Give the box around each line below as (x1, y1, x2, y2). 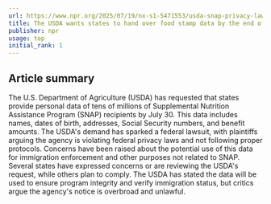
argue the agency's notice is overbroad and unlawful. (8, 186, 186, 196)
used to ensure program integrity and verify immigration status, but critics (8, 177, 254, 187)
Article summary (8, 71, 95, 85)
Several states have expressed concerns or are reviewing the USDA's (8, 161, 239, 170)
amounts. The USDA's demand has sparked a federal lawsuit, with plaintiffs (8, 126, 258, 137)
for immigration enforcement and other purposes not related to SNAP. (8, 152, 240, 161)
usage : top (8, 34, 45, 43)
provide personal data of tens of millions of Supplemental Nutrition (8, 101, 230, 111)
